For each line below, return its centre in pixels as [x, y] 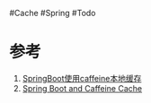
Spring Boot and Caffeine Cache [82, 88]
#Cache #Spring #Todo [53, 13]
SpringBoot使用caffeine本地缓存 [82, 78]
